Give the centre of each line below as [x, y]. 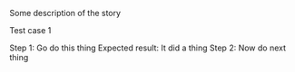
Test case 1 [30, 30]
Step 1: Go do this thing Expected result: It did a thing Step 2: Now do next [147, 48]
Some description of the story [65, 13]
